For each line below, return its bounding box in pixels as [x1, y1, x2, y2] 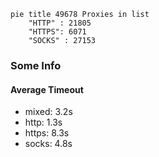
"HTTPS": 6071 [28, 27, 87, 37]
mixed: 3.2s [24, 106, 73, 118]
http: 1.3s [24, 116, 63, 129]
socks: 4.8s [24, 138, 73, 150]
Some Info [10, 58, 62, 72]
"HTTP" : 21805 [28, 18, 92, 28]
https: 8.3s [24, 127, 70, 139]
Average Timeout [10, 83, 84, 95]
